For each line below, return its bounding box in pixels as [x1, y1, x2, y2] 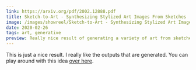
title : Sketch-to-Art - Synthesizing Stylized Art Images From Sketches [6, 14, 187, 20]
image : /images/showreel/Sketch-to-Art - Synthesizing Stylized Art [6, 19, 176, 25]
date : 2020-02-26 [6, 24, 48, 31]
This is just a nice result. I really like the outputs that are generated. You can [6, 51, 188, 58]
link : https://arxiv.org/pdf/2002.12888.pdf [6, 8, 116, 14]
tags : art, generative [6, 30, 61, 36]
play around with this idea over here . [6, 57, 94, 64]
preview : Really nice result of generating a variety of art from [6, 35, 171, 41]
